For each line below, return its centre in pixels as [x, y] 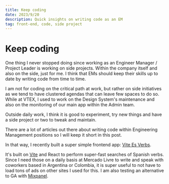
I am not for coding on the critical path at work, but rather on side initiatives [83, 89]
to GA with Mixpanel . [27, 176]
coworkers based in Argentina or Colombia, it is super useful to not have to [83, 165]
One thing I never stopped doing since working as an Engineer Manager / [81, 63]
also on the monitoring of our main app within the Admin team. [70, 105]
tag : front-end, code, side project [44, 24]
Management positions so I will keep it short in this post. [64, 135]
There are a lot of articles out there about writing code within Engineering [81, 130]
